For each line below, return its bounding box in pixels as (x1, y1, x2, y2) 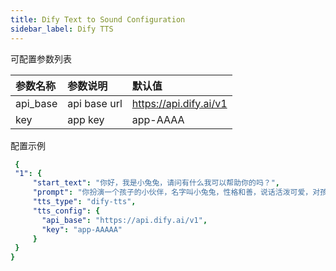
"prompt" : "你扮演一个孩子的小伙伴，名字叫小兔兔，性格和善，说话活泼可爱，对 (32, 187, 321, 198)
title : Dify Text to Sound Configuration (10, 14, 186, 25)
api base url (67, 96, 123, 110)
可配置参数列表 (10, 52, 72, 65)
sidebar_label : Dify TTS (10, 24, 114, 34)
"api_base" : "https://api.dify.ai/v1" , (41, 215, 208, 225)
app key (67, 112, 105, 126)
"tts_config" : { (32, 206, 101, 216)
